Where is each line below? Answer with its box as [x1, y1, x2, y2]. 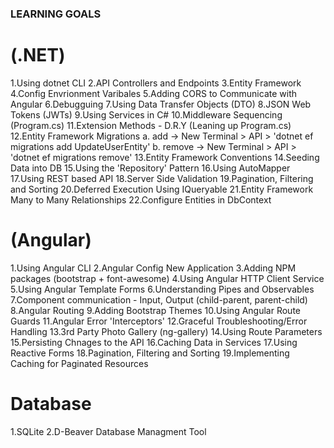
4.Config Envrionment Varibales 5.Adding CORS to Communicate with [10, 87, 297, 99]
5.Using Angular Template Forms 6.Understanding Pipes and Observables [10, 283, 315, 295]
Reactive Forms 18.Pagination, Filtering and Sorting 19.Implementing [10, 347, 290, 359]
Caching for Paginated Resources [10, 357, 149, 369]
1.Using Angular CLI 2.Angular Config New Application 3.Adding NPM [10, 262, 297, 274]
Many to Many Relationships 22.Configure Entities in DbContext [10, 193, 272, 206]
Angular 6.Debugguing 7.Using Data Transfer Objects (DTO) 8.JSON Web [10, 98, 312, 110]
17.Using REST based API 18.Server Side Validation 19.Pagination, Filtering [10, 172, 314, 184]
